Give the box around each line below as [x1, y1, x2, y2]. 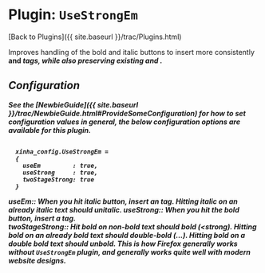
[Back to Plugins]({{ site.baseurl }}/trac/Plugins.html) [8, 32, 182, 41]
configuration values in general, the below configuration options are [8, 117, 241, 127]
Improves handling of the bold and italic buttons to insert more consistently [8, 47, 255, 57]
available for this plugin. [8, 125, 92, 135]
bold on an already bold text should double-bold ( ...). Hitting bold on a [8, 230, 246, 240]
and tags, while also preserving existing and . [8, 56, 163, 65]
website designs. [8, 255, 66, 265]
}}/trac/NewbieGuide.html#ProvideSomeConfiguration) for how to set [8, 108, 246, 118]
